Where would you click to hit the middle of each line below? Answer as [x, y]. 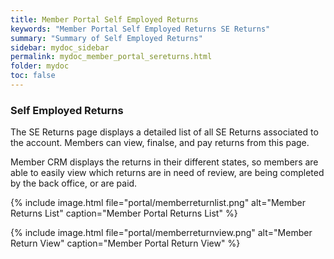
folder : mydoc [40, 66]
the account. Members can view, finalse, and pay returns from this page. [160, 143]
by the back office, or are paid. [74, 183]
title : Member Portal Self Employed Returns [104, 19]
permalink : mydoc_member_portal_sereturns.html [111, 57]
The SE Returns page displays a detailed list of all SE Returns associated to [164, 132]
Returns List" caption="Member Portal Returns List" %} [124, 213]
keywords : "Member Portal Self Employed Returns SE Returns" [140, 29]
